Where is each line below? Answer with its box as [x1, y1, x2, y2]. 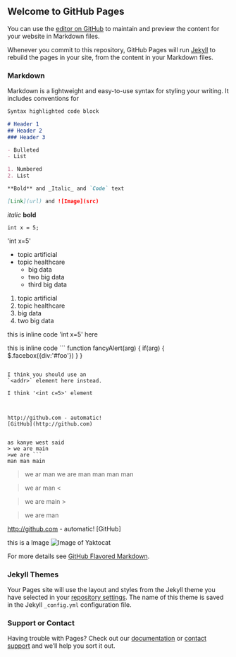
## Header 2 [7, 127, 42, 134]
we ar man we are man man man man [24, 469, 134, 478]
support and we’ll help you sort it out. [7, 641, 116, 650]
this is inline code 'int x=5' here [7, 330, 99, 338]
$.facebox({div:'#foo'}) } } [7, 351, 83, 359]
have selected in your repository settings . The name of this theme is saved [7, 593, 224, 602]
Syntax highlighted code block [7, 108, 99, 115]
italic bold [7, 210, 37, 219]
